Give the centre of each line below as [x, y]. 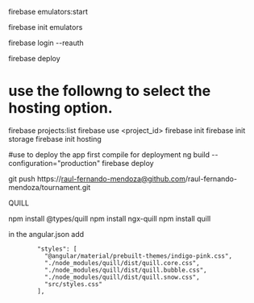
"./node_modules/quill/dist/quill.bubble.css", [125, 270]
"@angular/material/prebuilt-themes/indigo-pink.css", [138, 256]
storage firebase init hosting [55, 139]
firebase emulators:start [48, 12]
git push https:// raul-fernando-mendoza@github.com [97, 178]
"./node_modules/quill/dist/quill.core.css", [122, 263]
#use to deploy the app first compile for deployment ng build [109, 154]
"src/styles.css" [73, 284]
